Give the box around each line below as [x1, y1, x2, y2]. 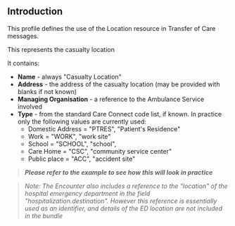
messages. [7, 32, 39, 40]
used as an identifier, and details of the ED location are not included [24, 204, 223, 213]
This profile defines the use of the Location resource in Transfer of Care [7, 24, 216, 32]
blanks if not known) [17, 87, 77, 95]
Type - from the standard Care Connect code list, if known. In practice [17, 109, 222, 118]
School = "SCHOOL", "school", [27, 140, 117, 148]
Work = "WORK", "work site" [27, 132, 111, 140]
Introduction [7, 6, 63, 18]
